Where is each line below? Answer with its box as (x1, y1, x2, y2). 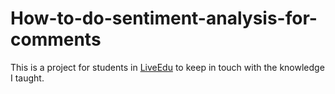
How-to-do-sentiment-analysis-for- (10, 7, 318, 30)
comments (10, 28, 102, 51)
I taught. (10, 72, 45, 84)
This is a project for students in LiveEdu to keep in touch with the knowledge (10, 61, 325, 73)
